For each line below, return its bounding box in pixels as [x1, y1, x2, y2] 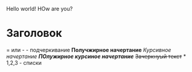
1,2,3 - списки [6, 59, 42, 66]
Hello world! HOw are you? [6, 5, 73, 12]
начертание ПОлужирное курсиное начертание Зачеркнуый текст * [6, 53, 187, 60]
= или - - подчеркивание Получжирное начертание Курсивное [6, 46, 171, 53]
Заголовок [6, 27, 62, 40]
